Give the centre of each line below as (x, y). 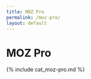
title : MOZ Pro (25, 12)
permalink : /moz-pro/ (33, 17)
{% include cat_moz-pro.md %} (46, 69)
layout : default (27, 23)
